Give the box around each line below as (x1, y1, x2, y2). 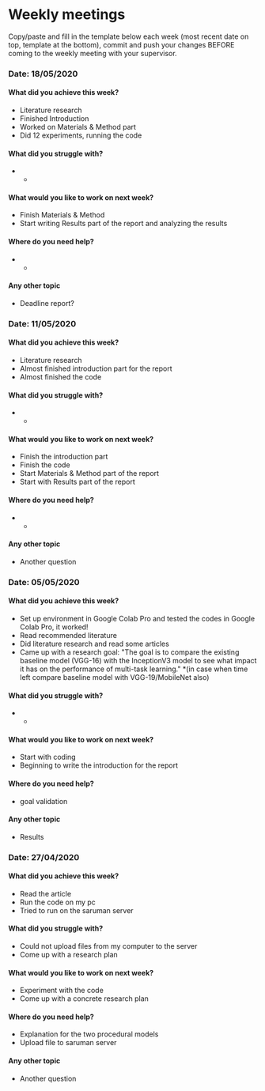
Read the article (19, 889, 72, 898)
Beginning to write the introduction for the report (19, 761, 179, 770)
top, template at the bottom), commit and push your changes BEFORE (8, 40, 235, 49)
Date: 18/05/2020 (8, 68, 78, 79)
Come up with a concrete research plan (19, 994, 149, 1003)
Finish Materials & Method (19, 210, 105, 220)
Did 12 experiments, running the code (19, 130, 142, 140)
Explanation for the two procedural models (19, 1029, 159, 1039)
